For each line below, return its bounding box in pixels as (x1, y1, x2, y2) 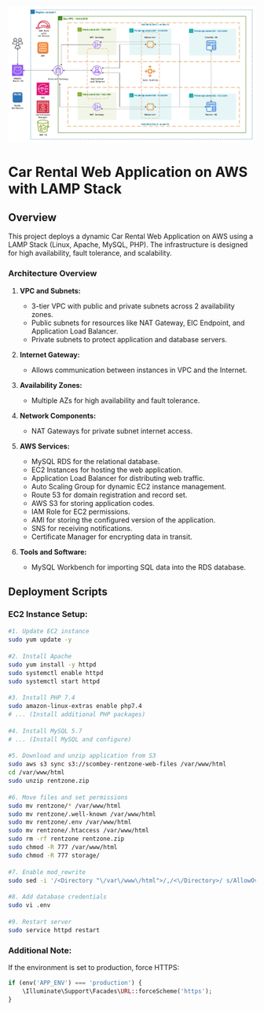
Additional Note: (8, 945, 72, 956)
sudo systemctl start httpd (8, 677, 101, 685)
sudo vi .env (8, 902, 51, 910)
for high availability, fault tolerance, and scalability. (8, 249, 172, 258)
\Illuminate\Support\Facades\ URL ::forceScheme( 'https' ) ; (22, 987, 213, 995)
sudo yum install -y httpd (8, 660, 97, 669)
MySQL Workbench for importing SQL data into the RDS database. (31, 562, 246, 572)
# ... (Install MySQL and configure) (8, 735, 132, 743)
